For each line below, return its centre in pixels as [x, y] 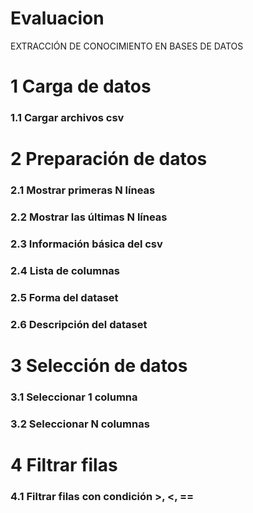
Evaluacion [57, 18]
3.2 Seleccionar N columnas [80, 424]
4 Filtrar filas [64, 464]
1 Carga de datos [81, 86]
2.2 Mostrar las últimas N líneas [89, 217]
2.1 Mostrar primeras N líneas [83, 190]
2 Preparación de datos [109, 159]
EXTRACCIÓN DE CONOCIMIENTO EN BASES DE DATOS [127, 46]
